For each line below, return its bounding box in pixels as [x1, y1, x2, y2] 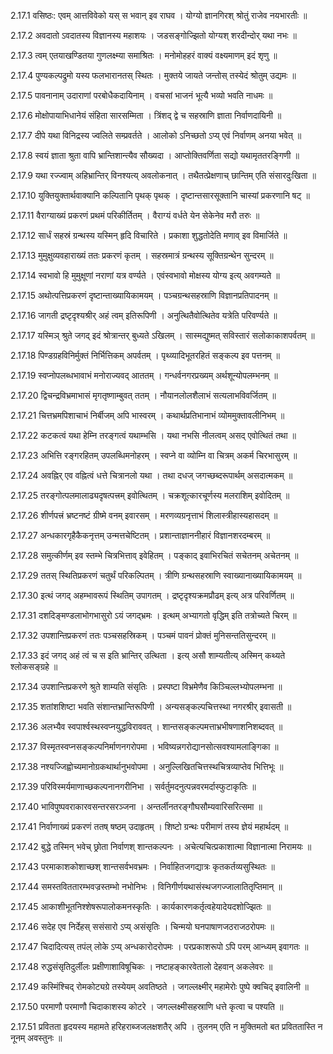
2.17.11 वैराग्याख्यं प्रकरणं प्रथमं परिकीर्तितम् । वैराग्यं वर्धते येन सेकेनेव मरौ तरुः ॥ [10, 210, 260, 221]
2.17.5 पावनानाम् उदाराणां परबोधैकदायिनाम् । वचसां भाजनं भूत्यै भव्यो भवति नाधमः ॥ [10, 90, 273, 101]
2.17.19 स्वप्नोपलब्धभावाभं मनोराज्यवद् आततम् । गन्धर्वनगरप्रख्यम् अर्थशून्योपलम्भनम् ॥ [10, 370, 278, 381]
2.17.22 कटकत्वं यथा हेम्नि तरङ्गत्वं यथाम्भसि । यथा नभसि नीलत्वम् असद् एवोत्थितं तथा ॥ [10, 430, 297, 441]
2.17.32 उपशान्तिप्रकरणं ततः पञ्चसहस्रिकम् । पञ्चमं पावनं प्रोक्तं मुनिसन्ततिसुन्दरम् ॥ [10, 630, 276, 641]
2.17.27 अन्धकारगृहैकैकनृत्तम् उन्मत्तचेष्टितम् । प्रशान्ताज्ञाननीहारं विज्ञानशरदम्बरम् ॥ [10, 530, 271, 541]
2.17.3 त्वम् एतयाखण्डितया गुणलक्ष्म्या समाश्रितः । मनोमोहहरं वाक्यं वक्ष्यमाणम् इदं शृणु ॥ [10, 50, 278, 61]
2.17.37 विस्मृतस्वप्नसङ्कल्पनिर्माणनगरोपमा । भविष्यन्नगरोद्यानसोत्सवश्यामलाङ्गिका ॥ [10, 741, 279, 752]
